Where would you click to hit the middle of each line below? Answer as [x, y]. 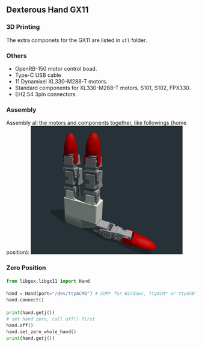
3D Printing [23, 27]
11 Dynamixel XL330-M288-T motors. [61, 81]
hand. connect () [25, 300]
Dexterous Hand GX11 [47, 10]
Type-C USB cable [38, 75]
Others [17, 55]
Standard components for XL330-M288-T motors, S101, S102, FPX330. [103, 88]
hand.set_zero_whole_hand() [41, 332]
